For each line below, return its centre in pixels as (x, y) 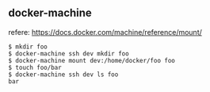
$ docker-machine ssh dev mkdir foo (69, 54)
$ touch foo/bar (35, 67)
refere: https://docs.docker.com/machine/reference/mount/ (105, 32)
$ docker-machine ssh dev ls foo (63, 75)
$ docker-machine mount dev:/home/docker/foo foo (92, 60)
